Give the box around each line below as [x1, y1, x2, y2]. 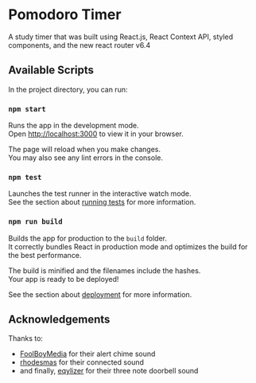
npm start [8, 104, 46, 113]
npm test [8, 173, 42, 182]
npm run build [8, 217, 63, 226]
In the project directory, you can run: [8, 84, 128, 94]
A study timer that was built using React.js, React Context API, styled [8, 32, 234, 41]
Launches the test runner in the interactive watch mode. [8, 189, 192, 198]
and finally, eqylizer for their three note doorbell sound [19, 366, 199, 376]
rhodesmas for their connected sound [19, 358, 145, 367]
